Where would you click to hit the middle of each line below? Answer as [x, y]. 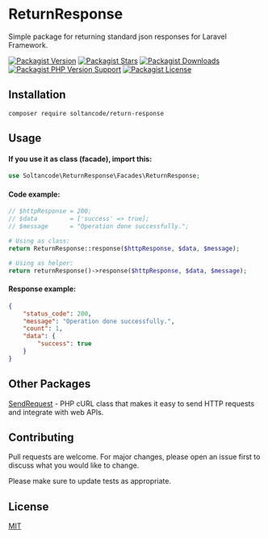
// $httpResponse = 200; [50, 211]
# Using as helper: [41, 263]
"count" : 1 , [43, 328]
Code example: [34, 194]
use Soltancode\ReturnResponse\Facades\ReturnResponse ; [104, 176]
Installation [37, 95]
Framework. [28, 44]
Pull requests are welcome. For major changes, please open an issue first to [134, 457]
